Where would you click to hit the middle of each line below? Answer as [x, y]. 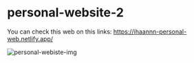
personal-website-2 [65, 13]
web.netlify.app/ [30, 38]
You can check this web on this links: [60, 32]
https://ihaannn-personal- [150, 32]
